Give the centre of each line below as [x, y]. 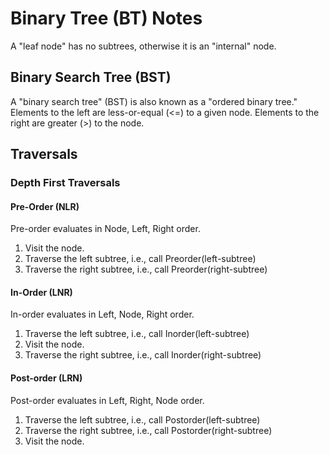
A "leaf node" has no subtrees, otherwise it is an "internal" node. [143, 46]
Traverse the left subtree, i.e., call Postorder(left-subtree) [142, 419]
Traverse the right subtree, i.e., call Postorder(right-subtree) [148, 430]
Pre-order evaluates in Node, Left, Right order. [105, 229]
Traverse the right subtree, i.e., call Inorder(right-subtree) [143, 355]
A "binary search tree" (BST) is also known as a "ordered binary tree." [154, 101]
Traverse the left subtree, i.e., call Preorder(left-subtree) [140, 259]
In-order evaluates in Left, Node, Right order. [102, 314]
